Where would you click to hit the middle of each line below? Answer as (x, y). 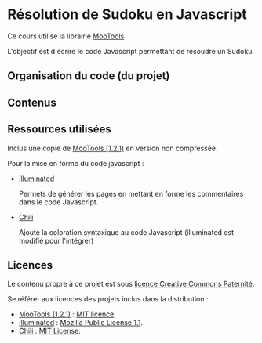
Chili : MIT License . (50, 331)
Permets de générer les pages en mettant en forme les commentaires (131, 193)
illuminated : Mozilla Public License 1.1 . (80, 323)
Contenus (32, 102)
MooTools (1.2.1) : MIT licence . (67, 314)
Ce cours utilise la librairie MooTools (66, 36)
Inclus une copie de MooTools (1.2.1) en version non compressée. (113, 148)
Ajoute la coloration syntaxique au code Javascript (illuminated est (126, 232)
